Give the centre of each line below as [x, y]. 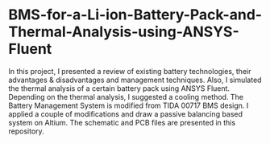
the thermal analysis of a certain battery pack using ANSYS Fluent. [119, 88]
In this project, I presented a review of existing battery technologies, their [130, 71]
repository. [26, 131]
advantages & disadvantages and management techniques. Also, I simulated [135, 80]
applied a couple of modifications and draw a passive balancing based [126, 113]
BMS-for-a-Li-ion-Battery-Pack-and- [135, 15]
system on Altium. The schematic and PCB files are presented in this [122, 122]
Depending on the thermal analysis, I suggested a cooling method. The [126, 97]
